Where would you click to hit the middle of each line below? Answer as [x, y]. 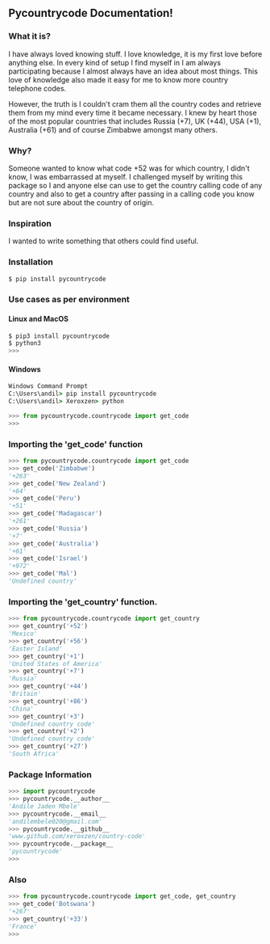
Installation [31, 262]
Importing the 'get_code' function [76, 444]
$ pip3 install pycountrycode [59, 336]
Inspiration [30, 223]
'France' [23, 926]
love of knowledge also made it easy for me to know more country [118, 79]
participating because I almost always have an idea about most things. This [133, 71]
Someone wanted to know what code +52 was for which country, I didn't [129, 168]
